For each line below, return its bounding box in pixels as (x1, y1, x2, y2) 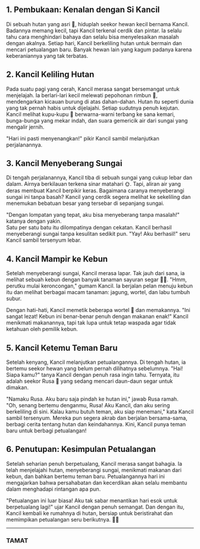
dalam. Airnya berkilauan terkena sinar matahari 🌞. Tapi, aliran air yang (6, 180, 182, 188)
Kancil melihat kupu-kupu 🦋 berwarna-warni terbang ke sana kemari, (6, 110, 176, 118)
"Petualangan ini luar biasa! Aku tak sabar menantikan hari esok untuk (6, 497, 178, 504)
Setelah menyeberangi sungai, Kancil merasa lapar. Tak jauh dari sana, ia (6, 270, 185, 277)
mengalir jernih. (6, 123, 45, 130)
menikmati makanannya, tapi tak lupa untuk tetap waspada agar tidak (6, 319, 177, 326)
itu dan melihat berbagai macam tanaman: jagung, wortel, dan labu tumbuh (6, 289, 190, 296)
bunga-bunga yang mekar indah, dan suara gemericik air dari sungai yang (6, 117, 188, 124)
